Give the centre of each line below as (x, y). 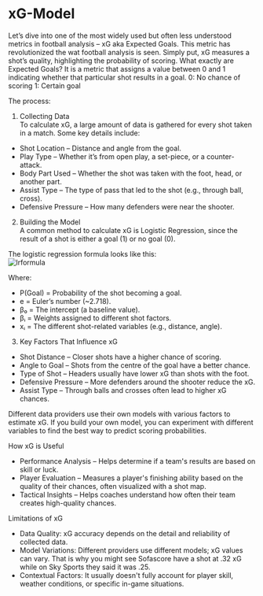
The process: (29, 101)
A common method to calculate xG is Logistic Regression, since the (128, 230)
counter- (221, 156)
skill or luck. (39, 469)
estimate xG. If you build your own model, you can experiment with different (131, 422)
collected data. (44, 542)
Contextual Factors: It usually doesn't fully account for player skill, (126, 575)
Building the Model (50, 222)
